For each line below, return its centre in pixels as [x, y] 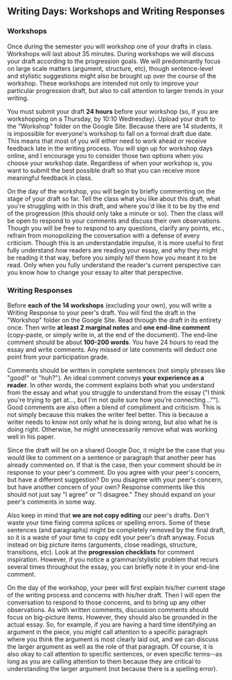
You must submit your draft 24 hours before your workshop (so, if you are [113, 111]
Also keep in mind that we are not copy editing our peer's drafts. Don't [108, 515]
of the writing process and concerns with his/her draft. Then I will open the [114, 595]
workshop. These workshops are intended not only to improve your [103, 83]
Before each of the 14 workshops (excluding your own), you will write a [109, 305]
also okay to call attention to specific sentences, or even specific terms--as [115, 654]
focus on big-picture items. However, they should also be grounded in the [112, 617]
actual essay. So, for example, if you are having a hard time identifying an [112, 624]
